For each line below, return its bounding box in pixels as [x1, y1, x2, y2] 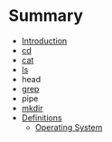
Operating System [34, 121, 103, 132]
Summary [8, 5, 83, 26]
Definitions [21, 112, 62, 123]
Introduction [21, 35, 68, 46]
